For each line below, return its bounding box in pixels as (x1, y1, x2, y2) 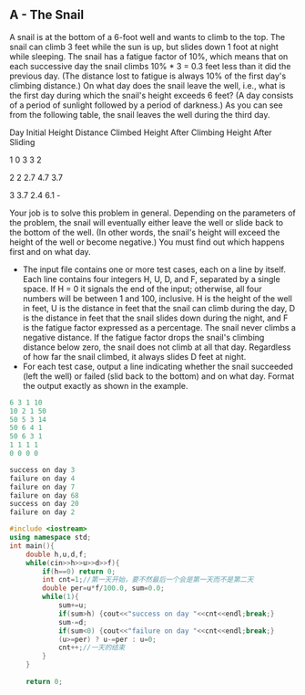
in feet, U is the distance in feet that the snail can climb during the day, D (22, 302, 296, 313)
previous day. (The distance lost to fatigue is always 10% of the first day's (9, 70, 287, 81)
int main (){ (9, 541, 55, 551)
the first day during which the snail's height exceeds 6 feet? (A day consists (9, 90, 294, 100)
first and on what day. (9, 246, 91, 257)
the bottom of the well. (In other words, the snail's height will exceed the (9, 226, 280, 237)
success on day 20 (9, 500, 79, 509)
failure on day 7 (9, 482, 76, 491)
